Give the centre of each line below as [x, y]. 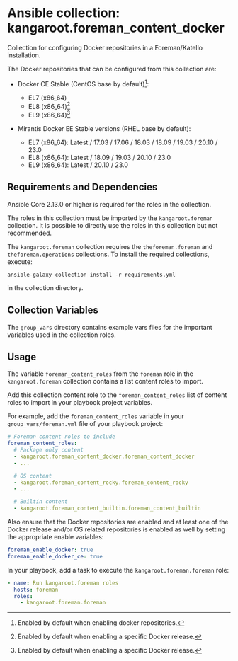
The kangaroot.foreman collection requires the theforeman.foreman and [110, 246]
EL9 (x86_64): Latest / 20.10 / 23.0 [78, 165]
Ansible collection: [64, 13]
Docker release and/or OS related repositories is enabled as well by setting [117, 529]
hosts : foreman [36, 590]
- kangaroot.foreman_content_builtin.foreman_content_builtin [107, 508]
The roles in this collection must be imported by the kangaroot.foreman [110, 218]
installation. [24, 55]
